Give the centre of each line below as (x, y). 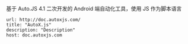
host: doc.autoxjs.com (34, 35)
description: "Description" (41, 30)
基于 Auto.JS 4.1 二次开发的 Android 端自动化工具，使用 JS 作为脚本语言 (94, 9)
